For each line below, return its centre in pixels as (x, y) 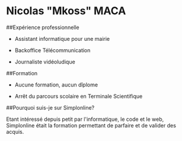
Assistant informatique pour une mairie (62, 39)
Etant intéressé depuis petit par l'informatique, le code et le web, (85, 119)
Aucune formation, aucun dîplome (56, 85)
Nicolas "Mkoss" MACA (66, 11)
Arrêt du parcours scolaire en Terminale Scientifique (79, 96)
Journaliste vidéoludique (45, 62)
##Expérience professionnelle (43, 27)
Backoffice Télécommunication (52, 50)
